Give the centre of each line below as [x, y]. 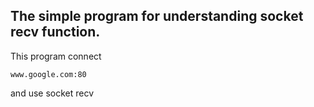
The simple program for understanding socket [157, 16]
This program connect [56, 56]
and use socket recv [52, 93]
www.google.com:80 [48, 74]
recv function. [55, 32]
